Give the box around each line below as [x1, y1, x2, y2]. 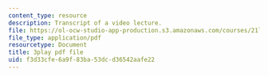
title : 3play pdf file [8, 48, 84, 56]
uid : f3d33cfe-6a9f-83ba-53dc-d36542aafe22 [8, 56, 156, 64]
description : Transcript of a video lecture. [8, 19, 162, 27]
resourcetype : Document [8, 41, 88, 49]
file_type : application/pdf [8, 33, 102, 42]
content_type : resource [8, 11, 88, 20]
